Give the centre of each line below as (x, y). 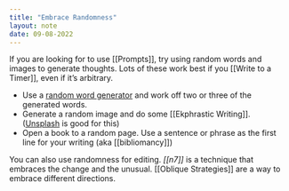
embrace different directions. (62, 179)
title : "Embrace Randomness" (63, 17)
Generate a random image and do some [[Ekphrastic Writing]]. (136, 114)
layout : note (33, 26)
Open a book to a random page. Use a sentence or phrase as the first (149, 133)
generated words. (54, 105)
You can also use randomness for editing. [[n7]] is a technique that (131, 160)
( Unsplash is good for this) (71, 123)
